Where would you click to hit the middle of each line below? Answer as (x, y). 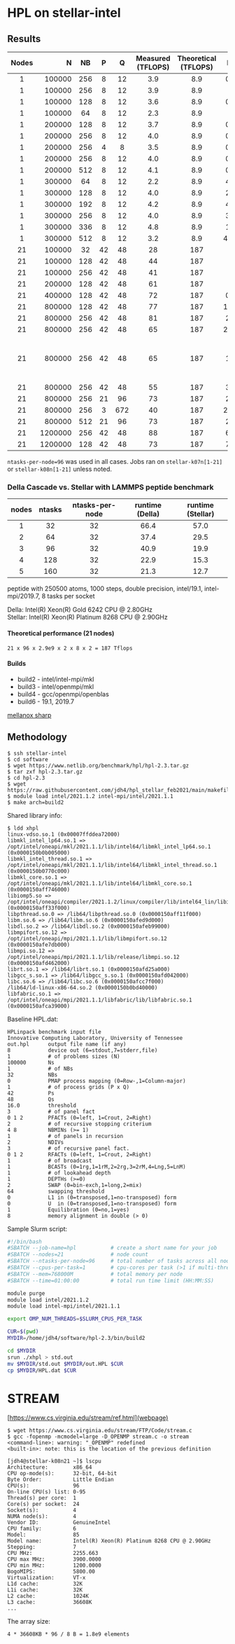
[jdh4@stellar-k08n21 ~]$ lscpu (54, 1461)
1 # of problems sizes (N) (64, 1056)
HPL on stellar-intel (64, 13)
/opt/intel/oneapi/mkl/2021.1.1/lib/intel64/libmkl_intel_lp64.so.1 (109, 847)
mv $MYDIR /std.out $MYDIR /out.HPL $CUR (65, 1364)
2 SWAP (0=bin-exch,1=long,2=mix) (74, 1185)
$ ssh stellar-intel (37, 753)
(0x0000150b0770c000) (39, 871)
